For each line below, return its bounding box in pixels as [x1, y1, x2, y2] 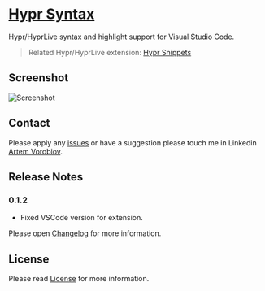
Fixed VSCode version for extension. [20, 213, 144, 223]
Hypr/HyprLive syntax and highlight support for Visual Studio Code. [8, 32, 235, 41]
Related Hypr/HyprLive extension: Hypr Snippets [28, 47, 192, 57]
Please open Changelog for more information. [8, 228, 162, 238]
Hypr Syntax [8, 5, 95, 24]
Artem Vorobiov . [8, 146, 63, 156]
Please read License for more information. [8, 274, 150, 284]
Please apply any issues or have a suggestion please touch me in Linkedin [8, 137, 258, 147]
